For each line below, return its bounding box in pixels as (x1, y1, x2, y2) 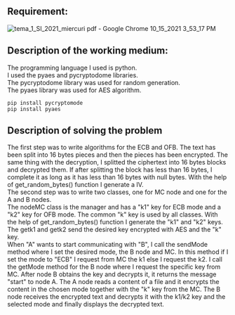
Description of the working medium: (7, 45, 168, 57)
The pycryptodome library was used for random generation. (7, 78, 181, 86)
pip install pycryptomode (7, 99, 83, 106)
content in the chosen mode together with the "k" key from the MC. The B (7, 285, 221, 294)
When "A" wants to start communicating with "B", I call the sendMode (7, 240, 208, 249)
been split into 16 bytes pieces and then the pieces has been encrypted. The (7, 150, 229, 159)
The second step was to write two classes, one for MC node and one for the (7, 188, 227, 196)
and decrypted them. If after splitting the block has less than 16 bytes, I (7, 165, 213, 174)
